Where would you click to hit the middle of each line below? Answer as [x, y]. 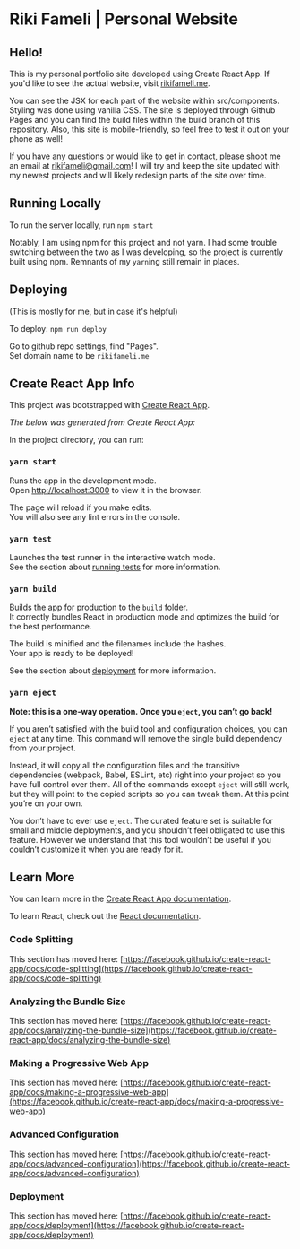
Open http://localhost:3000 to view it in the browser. [106, 490]
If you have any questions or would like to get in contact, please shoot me [145, 156]
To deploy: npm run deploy [58, 328]
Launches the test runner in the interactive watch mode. [113, 558]
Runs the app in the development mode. [83, 481]
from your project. [43, 748]
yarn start [33, 462]
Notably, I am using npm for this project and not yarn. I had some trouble [143, 242]
